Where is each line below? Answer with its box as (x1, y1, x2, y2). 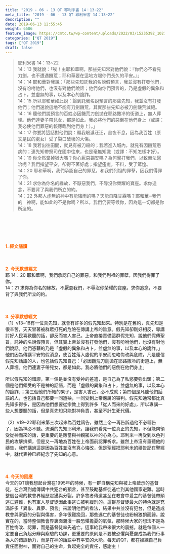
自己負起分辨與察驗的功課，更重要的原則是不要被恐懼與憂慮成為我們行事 (14, 530, 165, 536)
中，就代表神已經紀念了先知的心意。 (5, 451, 81, 457)
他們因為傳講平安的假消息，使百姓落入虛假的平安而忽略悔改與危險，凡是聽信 (5, 351, 165, 357)
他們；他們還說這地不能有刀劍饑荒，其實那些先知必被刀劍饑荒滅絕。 (17, 104, 160, 110)
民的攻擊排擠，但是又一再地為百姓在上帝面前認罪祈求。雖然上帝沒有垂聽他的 (5, 438, 165, 444)
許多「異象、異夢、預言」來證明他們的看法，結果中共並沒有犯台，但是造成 (9, 505, 165, 511)
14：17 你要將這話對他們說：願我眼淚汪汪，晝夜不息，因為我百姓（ (17, 129, 157, 135)
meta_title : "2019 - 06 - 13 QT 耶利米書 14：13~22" (5, 12, 115, 17)
